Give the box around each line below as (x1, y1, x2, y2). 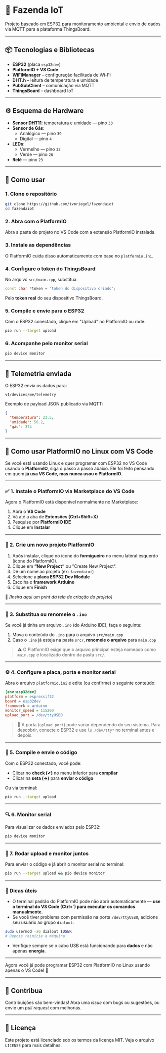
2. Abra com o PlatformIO (5, 218, 67, 225)
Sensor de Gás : (12, 125, 44, 131)
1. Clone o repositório (5, 190, 57, 197)
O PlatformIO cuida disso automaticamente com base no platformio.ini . (5, 252, 154, 259)
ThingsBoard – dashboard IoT (12, 88, 74, 94)
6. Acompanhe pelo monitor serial (5, 340, 88, 347)
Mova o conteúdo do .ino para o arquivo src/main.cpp (12, 632, 124, 638)
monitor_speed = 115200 (5, 708, 54, 713)
